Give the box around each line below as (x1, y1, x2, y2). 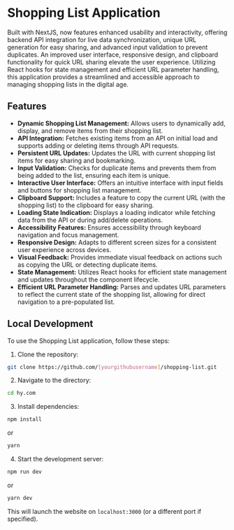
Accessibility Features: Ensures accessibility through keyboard (17, 223, 201, 232)
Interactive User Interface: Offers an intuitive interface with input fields (17, 179, 224, 187)
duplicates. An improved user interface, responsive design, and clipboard (7, 50, 219, 59)
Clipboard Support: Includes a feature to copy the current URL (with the (17, 193, 226, 202)
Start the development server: (17, 455, 104, 463)
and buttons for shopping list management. (17, 186, 142, 194)
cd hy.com (7, 390, 36, 397)
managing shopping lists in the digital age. (7, 80, 129, 88)
